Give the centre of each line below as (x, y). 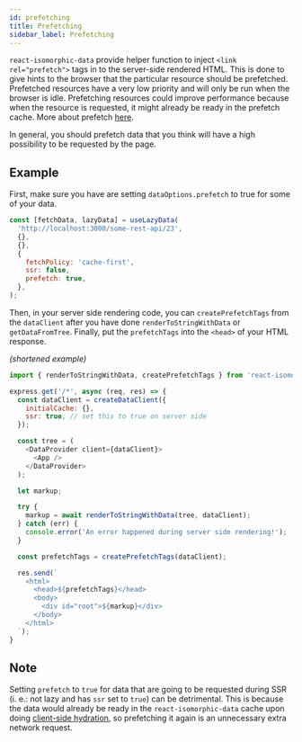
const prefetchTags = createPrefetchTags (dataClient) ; (122, 557)
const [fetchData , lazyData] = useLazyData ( (94, 220)
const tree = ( (46, 442)
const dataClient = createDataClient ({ (92, 400)
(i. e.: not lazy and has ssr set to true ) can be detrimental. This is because (147, 699)
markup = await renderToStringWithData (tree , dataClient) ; (138, 515)
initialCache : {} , (60, 408)
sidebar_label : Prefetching (62, 34)
